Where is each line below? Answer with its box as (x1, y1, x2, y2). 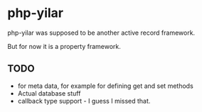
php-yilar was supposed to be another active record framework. (7, 28, 196, 37)
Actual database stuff (17, 89, 81, 97)
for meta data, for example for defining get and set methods (17, 82, 193, 90)
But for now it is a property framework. (7, 42, 121, 50)
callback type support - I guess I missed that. (17, 96, 151, 105)
